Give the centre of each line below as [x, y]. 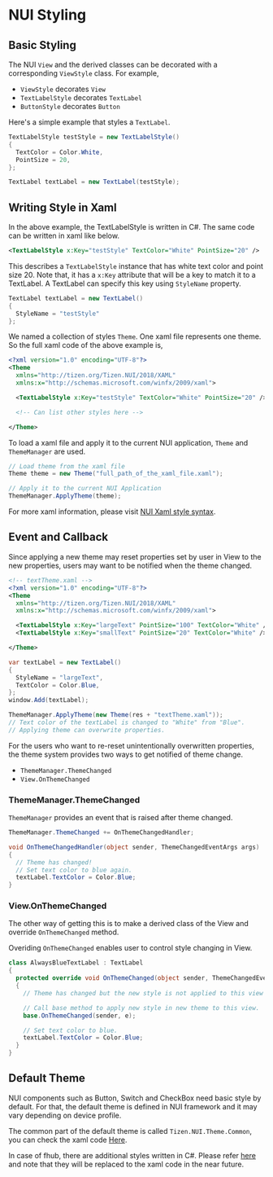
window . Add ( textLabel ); [49, 700]
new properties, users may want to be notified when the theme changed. [130, 565]
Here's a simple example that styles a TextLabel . [89, 122]
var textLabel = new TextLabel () [65, 662]
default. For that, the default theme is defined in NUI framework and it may [133, 1106]
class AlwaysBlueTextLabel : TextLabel [76, 963]
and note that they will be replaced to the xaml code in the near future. [126, 1164]
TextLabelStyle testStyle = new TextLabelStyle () [94, 137]
